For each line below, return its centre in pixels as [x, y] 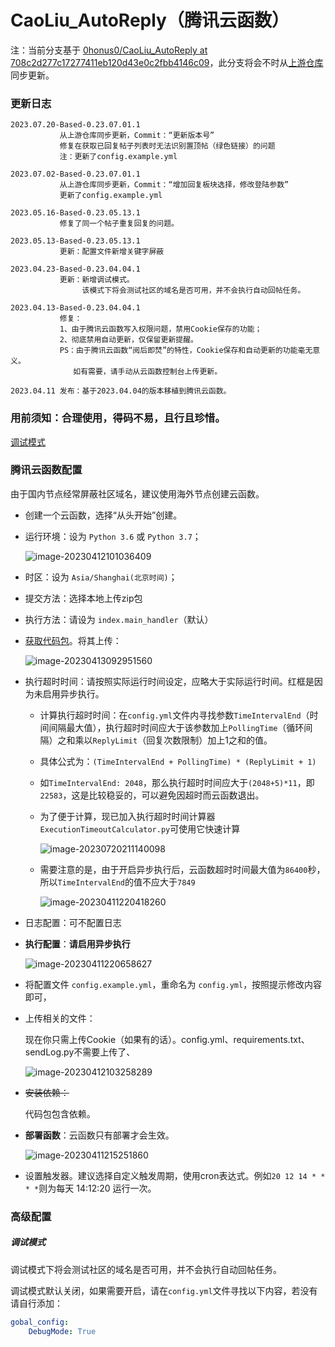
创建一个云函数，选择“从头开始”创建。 [103, 515]
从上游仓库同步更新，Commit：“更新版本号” [137, 136]
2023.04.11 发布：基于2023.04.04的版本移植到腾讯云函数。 [121, 391]
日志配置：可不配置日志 [73, 922]
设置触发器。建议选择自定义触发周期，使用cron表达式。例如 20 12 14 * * [175, 1175]
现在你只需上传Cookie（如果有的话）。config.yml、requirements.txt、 [167, 1039]
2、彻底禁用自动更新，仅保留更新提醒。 [128, 340]
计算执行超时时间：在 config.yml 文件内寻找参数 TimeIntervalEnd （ [174, 715]
